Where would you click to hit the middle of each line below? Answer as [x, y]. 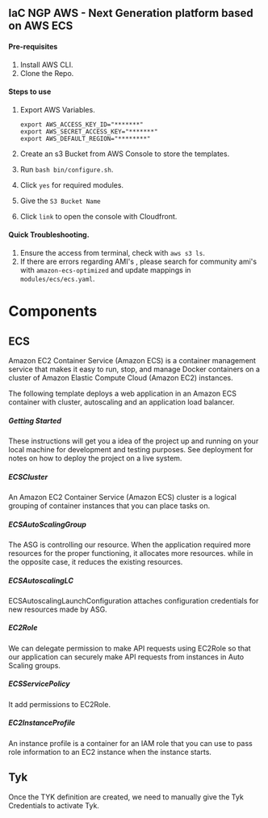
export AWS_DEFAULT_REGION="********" [85, 138]
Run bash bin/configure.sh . [67, 169]
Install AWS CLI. [46, 65]
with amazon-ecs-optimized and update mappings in [105, 270]
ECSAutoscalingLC [41, 580]
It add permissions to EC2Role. [60, 704]
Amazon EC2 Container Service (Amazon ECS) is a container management [132, 360]
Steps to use [30, 91]
